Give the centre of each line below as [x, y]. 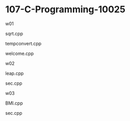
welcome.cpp [20, 53]
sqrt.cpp [14, 33]
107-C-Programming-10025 [66, 9]
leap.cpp [15, 73]
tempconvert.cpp [23, 43]
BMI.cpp [14, 103]
